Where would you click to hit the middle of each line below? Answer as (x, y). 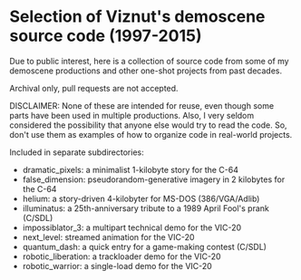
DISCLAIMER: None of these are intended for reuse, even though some (142, 105)
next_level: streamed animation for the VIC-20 (108, 237)
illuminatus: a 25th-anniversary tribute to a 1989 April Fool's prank (146, 208)
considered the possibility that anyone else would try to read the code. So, (148, 125)
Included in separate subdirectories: (77, 152)
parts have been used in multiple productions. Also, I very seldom (132, 115)
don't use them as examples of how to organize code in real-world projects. (151, 134)
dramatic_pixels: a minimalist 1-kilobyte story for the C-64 (130, 169)
